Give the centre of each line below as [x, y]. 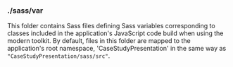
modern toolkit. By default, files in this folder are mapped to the [99, 41]
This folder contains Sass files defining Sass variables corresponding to [112, 26]
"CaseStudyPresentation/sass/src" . [59, 56]
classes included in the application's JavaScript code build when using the [115, 33]
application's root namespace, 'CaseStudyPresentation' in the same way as [117, 49]
